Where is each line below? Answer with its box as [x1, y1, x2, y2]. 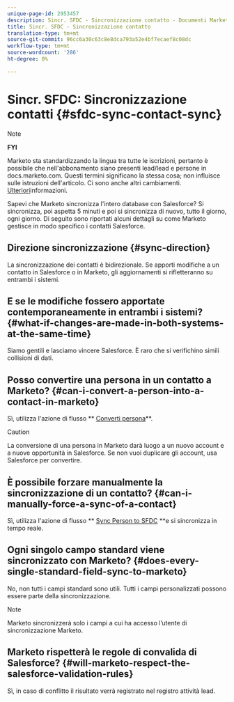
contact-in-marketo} [7, 396, 100, 407]
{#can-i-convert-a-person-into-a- [51, 384, 205, 397]
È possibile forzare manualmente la [7, 476, 164, 488]
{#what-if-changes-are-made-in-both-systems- [7, 317, 224, 329]
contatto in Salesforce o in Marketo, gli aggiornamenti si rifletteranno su [7, 267, 213, 276]
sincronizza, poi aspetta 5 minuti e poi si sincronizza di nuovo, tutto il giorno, [7, 207, 227, 215]
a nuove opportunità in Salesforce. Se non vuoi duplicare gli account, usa [7, 448, 217, 457]
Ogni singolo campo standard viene [7, 544, 165, 556]
